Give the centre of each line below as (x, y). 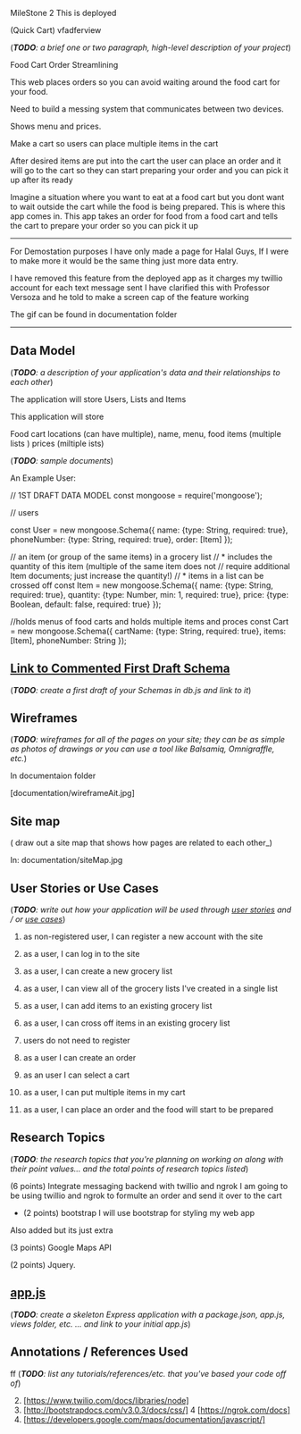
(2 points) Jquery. (43, 1264)
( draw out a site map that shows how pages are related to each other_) (142, 843)
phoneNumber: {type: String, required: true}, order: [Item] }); (121, 539)
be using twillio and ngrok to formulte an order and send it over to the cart (146, 1195)
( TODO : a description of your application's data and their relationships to (145, 372)
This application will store (57, 416)
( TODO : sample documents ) (62, 460)
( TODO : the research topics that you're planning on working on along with (147, 1159)
